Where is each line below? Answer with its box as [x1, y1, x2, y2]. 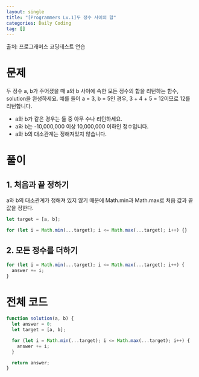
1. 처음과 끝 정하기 [6, 179, 69, 190]
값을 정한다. [6, 204, 34, 212]
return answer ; [11, 360, 50, 366]
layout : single [6, 8, 45, 15]
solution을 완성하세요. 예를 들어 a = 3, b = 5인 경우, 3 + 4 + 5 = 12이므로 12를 [6, 95, 191, 103]
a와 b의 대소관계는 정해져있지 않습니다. [14, 130, 107, 138]
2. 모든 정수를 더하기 [6, 246, 78, 256]
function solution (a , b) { [6, 315, 74, 322]
